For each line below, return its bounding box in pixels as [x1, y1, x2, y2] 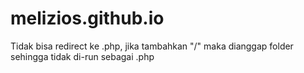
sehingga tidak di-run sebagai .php [10, 50, 155, 62]
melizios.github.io [10, 7, 165, 30]
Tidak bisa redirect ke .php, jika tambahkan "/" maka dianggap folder [10, 40, 294, 52]
